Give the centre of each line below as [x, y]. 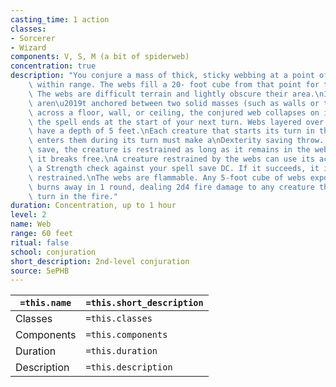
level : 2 [28, 215]
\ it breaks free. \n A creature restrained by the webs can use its [171, 159]
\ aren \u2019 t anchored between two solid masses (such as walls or [174, 103]
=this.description [129, 367]
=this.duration [121, 351]
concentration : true [53, 66]
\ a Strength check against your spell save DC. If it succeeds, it [174, 168]
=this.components [126, 335]
